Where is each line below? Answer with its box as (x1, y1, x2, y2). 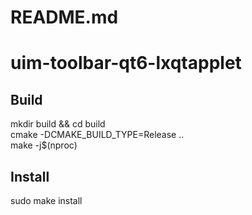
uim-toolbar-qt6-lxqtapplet (10, 52, 242, 75)
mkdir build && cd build (10, 118, 106, 130)
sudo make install (10, 195, 83, 206)
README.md (10, 6, 119, 29)
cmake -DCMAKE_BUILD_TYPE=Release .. (10, 129, 185, 141)
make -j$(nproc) (10, 139, 78, 151)
